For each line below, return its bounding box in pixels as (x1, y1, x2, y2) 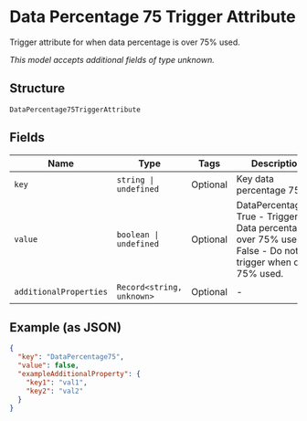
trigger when (236, 256, 292, 268)
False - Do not (236, 244, 299, 257)
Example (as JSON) (9, 320, 122, 335)
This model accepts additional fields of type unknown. (9, 54, 215, 65)
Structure (9, 80, 66, 97)
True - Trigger (236, 210, 299, 223)
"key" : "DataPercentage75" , (17, 353, 125, 362)
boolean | (116, 229, 160, 239)
